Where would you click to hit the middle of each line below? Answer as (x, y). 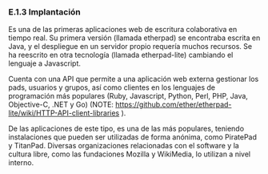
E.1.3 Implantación (45, 12)
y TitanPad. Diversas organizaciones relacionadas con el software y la (124, 146)
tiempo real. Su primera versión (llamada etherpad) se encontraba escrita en (134, 38)
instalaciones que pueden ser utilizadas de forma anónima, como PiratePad (133, 137)
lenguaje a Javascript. (45, 63)
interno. (21, 163)
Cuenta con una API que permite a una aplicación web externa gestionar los (134, 79)
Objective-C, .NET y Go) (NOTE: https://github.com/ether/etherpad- (120, 105)
